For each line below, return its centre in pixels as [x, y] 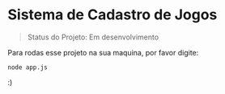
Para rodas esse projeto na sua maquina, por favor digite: [103, 52]
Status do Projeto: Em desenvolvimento [93, 37]
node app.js [28, 67]
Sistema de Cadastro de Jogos [112, 15]
